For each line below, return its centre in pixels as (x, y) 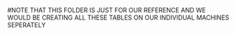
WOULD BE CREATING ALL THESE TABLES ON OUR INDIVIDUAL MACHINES (118, 17)
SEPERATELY (26, 25)
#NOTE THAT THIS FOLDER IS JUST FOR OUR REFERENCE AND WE (107, 10)
